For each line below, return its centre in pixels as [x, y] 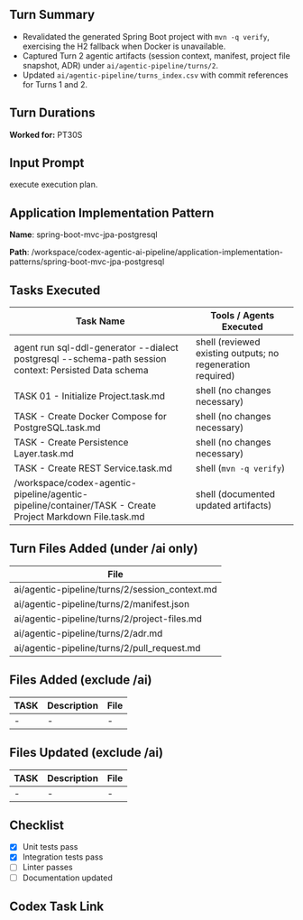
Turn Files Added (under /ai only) [104, 549]
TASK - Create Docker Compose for [90, 417]
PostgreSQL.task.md [57, 428]
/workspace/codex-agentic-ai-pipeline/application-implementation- [157, 253]
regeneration [223, 364]
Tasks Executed [55, 290]
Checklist [37, 825]
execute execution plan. [54, 185]
